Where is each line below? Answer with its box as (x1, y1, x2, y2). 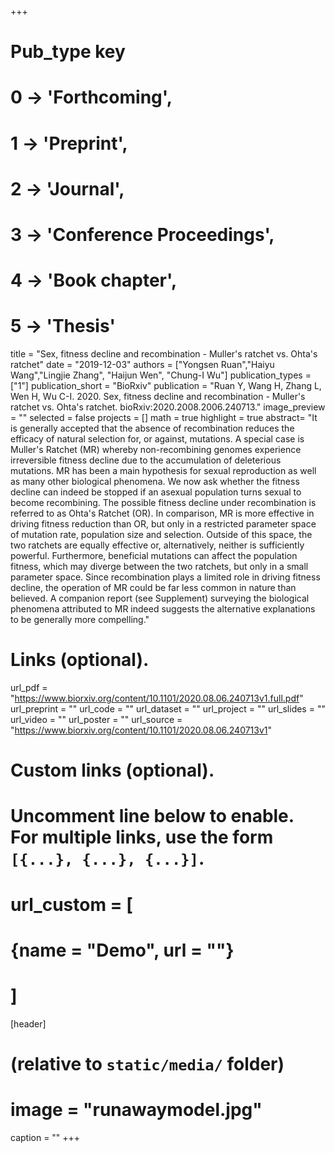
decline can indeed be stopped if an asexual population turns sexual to (10, 486, 302, 498)
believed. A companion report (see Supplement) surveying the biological (10, 592, 310, 605)
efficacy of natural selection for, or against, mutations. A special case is (10, 433, 305, 445)
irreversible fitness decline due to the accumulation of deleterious (10, 454, 282, 466)
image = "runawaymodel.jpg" (10, 1099, 263, 1121)
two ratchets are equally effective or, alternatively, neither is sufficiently (10, 539, 305, 551)
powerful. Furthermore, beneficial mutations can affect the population (10, 550, 298, 562)
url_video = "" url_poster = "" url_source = (10, 714, 183, 725)
